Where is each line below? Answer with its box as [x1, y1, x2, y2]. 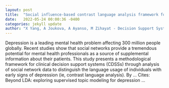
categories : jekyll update [5, 21, 62, 27]
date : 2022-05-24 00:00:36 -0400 [5, 17, 80, 22]
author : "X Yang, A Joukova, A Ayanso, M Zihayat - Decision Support [5, 26, 154, 31]
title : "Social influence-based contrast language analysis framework [5, 12, 158, 17]
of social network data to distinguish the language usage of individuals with [5, 66, 162, 73]
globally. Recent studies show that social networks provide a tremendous [5, 45, 157, 51]
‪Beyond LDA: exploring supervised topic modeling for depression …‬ [5, 77, 146, 83]
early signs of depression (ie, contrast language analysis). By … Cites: [5, 72, 150, 78]
